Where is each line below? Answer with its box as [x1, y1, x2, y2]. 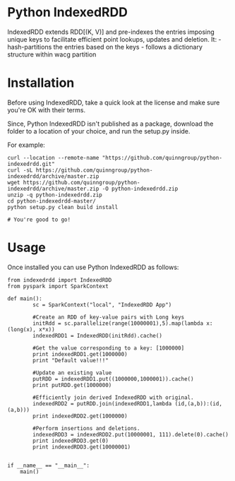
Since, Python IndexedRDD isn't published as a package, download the [7, 119, 214, 128]
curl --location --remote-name [7, 154, 100, 161]
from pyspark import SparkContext [7, 283, 109, 290]
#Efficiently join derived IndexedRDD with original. [32, 393, 194, 401]
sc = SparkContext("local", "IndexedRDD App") [32, 301, 172, 308]
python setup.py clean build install [7, 203, 119, 210]
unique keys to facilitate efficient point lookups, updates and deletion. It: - [7, 35, 222, 43]
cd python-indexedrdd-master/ [7, 197, 97, 205]
